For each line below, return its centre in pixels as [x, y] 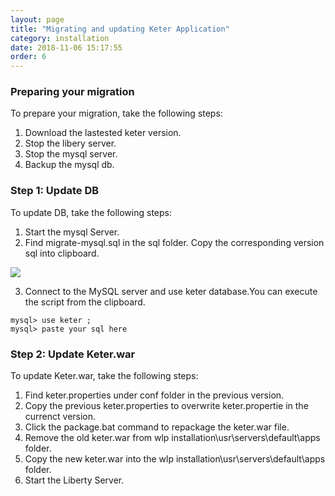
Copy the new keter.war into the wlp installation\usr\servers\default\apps [175, 459]
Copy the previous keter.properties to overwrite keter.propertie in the [166, 406]
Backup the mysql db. [69, 165]
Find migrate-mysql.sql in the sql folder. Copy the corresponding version [174, 242]
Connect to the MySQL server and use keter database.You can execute [171, 291]
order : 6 [28, 57]
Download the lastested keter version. [103, 133]
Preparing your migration [72, 92]
